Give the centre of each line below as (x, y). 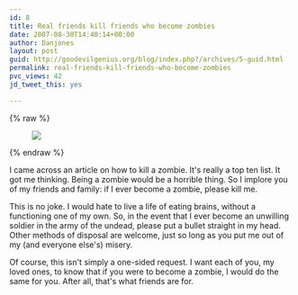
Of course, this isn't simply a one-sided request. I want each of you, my (142, 262)
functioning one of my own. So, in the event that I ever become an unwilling (149, 216)
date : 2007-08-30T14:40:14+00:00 (72, 34)
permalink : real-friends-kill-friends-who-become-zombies (120, 68)
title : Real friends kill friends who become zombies (113, 26)
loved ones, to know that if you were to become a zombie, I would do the (144, 272)
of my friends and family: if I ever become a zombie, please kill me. (134, 189)
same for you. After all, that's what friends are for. (101, 281)
